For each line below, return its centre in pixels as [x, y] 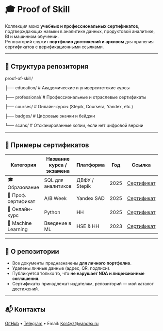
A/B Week [55, 198]
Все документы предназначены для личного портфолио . [72, 263]
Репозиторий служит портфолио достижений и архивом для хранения [79, 41]
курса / [58, 165]
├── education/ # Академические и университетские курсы [67, 87]
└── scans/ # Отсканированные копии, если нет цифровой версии [74, 125]
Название [58, 159]
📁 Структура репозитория [47, 67]
